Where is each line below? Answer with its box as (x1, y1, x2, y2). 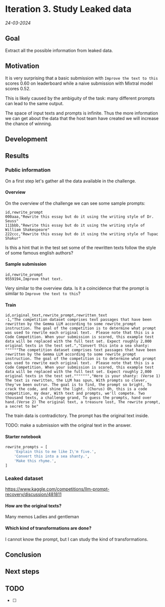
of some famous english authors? (5, 249, 73, 256)
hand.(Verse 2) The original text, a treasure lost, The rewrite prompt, (5, 400, 161, 405)
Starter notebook (5, 433, 41, 439)
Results (5, 152, 29, 160)
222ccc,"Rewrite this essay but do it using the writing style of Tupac (5, 232, 159, 237)
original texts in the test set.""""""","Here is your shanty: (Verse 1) (5, 373, 161, 379)
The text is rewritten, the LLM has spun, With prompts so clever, (5, 378, 148, 383)
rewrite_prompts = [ (5, 445, 48, 450)
